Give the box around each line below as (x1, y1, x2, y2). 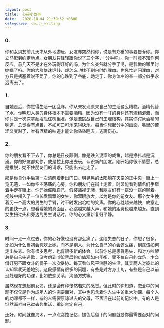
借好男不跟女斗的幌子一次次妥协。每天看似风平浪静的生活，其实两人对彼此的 (5, 260, 159, 266)
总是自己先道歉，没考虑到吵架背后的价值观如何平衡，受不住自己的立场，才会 (5, 254, 159, 260)
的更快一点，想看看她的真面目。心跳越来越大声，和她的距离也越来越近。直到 (5, 206, 159, 211)
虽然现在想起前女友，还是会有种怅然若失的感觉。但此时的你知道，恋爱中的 (5, 283, 155, 289)
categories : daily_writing (5, 21, 60, 26)
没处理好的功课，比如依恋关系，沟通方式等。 (5, 273, 95, 279)
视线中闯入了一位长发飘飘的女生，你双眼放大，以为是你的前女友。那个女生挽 (5, 193, 159, 199)
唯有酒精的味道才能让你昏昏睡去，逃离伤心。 (30, 128, 121, 134)
